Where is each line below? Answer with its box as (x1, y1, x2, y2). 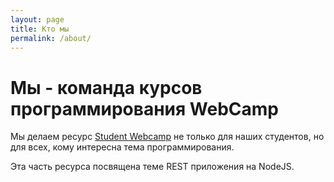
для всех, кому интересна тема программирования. (10, 141, 235, 153)
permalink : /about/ (10, 33, 92, 43)
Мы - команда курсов (10, 76, 203, 99)
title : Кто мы (10, 24, 70, 34)
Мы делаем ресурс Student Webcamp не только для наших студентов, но (10, 131, 325, 143)
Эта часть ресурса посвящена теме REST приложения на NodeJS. (10, 161, 295, 173)
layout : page (10, 14, 65, 25)
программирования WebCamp (10, 97, 279, 120)
